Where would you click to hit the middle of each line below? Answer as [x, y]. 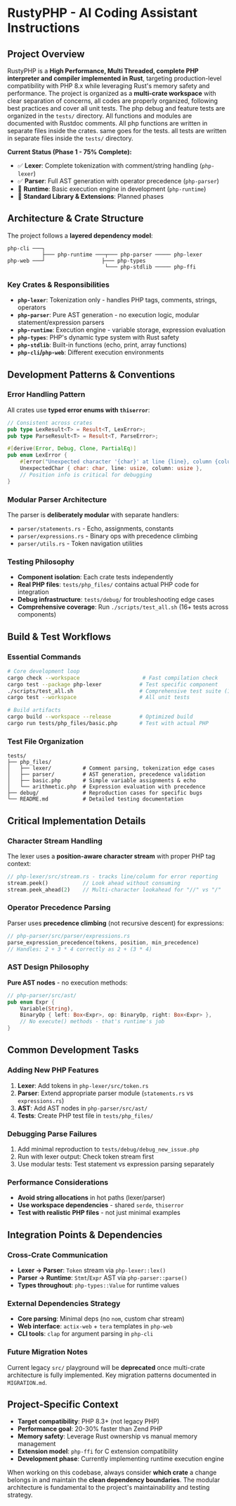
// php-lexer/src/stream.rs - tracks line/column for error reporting [113, 876]
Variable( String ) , [47, 1008]
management [37, 1444]
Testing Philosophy [41, 562]
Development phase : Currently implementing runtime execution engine [121, 1459]
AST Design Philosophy [48, 967]
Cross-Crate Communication [58, 1254]
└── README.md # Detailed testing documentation [96, 799]
